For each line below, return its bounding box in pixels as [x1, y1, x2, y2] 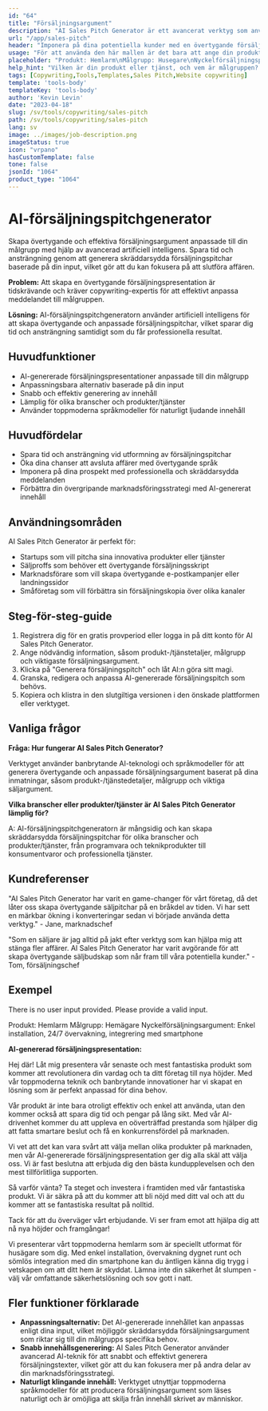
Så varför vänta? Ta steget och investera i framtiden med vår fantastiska [8, 1182, 246, 1193]
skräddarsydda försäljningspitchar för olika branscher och [8, 832, 199, 841]
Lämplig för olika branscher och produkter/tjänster [19, 397, 186, 407]
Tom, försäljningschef [8, 960, 80, 969]
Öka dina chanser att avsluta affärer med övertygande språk [19, 458, 218, 468]
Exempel [8, 984, 53, 997]
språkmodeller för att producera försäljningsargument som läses [19, 1385, 232, 1395]
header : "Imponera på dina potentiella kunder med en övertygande [8, 42, 234, 50]
